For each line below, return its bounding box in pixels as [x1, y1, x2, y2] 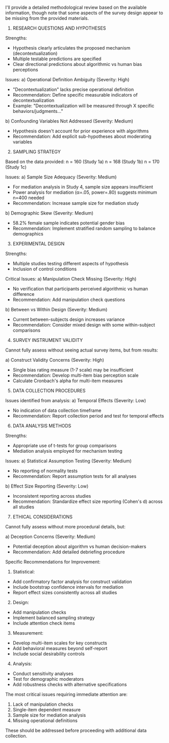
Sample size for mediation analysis [12, 712, 86, 718]
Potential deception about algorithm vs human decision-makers [12, 544, 147, 549]
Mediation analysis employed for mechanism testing [12, 448, 123, 454]
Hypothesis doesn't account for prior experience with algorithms [12, 128, 149, 134]
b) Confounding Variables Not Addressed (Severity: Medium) [5, 118, 134, 124]
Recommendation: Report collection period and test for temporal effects [12, 413, 164, 419]
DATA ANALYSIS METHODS [12, 423, 71, 429]
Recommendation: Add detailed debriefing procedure [12, 549, 125, 555]
